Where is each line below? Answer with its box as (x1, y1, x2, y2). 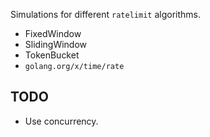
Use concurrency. (24, 115, 99, 127)
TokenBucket (24, 49, 80, 61)
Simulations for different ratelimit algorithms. (10, 9, 201, 20)
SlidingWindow (24, 39, 88, 50)
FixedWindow (24, 28, 82, 39)
